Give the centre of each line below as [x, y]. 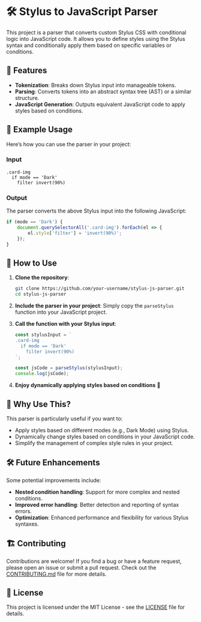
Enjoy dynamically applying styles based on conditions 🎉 [88, 385]
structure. [27, 98]
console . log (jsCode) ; [42, 374]
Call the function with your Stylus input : [65, 324]
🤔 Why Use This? [38, 404]
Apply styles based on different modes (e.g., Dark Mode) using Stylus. [102, 431]
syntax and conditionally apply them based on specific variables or [89, 45]
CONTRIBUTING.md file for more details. [56, 574]
